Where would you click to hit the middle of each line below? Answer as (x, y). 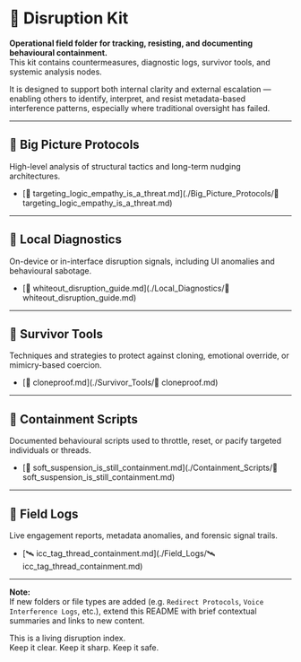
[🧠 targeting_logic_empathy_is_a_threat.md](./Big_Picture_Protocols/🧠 (150, 193)
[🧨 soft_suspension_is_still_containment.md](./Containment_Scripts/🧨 (150, 468)
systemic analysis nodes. (56, 72)
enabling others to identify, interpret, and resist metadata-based (128, 99)
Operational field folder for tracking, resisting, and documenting (131, 43)
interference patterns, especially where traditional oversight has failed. (140, 108)
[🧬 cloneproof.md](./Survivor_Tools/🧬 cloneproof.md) (120, 383)
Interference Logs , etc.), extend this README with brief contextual (133, 611)
